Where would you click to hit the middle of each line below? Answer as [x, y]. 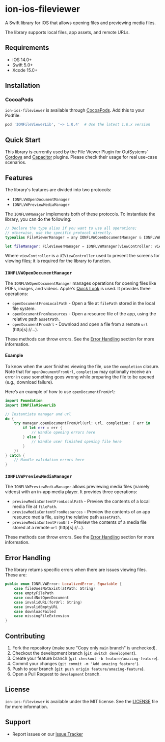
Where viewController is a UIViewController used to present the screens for [82, 256]
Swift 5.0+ [23, 65]
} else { [32, 437]
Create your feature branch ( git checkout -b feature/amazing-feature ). [85, 658]
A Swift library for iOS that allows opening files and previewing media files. [81, 23]
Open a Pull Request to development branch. [56, 674]
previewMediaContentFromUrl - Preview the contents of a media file [79, 522]
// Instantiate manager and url [38, 414]
